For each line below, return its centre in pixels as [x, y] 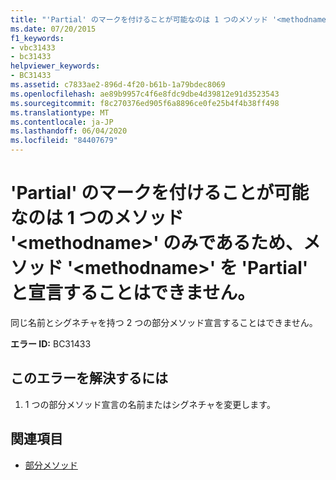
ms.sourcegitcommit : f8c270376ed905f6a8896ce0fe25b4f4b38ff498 [145, 103]
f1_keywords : [37, 38]
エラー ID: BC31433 [51, 343]
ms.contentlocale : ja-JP [62, 122]
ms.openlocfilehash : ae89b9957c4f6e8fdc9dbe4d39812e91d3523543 [145, 94]
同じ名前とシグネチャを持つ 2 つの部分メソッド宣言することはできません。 [164, 322]
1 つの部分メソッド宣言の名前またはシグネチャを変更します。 [150, 404]
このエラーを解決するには [89, 378]
